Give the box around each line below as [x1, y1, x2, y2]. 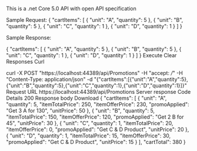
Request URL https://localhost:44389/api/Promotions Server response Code [6, 88, 191, 95]
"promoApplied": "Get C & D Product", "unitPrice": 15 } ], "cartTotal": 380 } [6, 139, 186, 145]
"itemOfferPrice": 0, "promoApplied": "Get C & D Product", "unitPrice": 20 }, [6, 126, 189, 133]
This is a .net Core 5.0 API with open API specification [6, 5, 136, 12]
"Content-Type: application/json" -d [6, 76, 93, 83]
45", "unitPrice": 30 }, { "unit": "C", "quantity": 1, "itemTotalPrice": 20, [6, 120, 173, 126]
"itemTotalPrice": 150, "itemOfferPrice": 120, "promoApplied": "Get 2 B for [6, 113, 184, 120]
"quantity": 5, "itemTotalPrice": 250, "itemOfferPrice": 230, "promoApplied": [6, 101, 189, 108]
